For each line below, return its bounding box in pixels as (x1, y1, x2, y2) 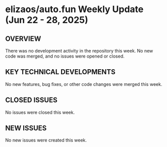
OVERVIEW (5, 34, 41, 43)
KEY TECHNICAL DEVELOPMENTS (5, 68, 116, 76)
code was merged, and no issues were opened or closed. (5, 53, 125, 59)
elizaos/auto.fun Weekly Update (5, 4, 144, 15)
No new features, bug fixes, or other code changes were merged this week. (5, 81, 162, 87)
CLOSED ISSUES (5, 96, 58, 105)
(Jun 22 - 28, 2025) (5, 14, 88, 26)
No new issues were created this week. (5, 137, 87, 143)
